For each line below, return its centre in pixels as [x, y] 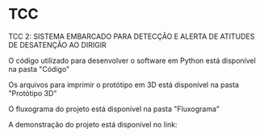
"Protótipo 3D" [33, 93]
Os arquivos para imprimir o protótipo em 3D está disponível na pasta [124, 85]
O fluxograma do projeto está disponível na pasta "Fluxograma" [114, 109]
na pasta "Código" [39, 68]
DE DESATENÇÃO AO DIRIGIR [57, 44]
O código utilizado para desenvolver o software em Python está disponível [132, 60]
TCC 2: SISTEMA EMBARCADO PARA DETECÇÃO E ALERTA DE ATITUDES [132, 36]
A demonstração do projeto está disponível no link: [93, 124]
